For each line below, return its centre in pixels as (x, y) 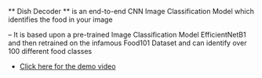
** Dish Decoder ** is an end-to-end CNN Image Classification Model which (131, 11)
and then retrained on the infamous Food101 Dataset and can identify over (127, 43)
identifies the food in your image (60, 19)
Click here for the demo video (67, 66)
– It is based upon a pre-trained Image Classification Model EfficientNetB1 (127, 35)
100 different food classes (50, 51)
